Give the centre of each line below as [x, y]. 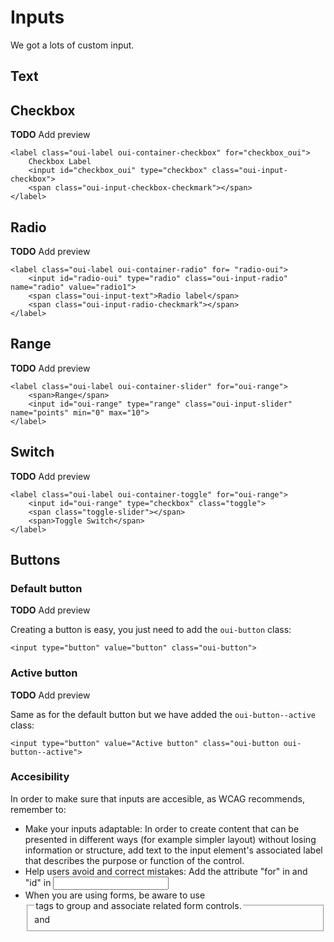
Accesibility [40, 777]
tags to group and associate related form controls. [138, 905]
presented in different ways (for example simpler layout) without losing [170, 839]
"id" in [38, 882]
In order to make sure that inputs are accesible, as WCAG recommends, [157, 798]
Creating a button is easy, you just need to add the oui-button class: [151, 630]
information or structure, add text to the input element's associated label [173, 850]
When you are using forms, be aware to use [115, 895]
